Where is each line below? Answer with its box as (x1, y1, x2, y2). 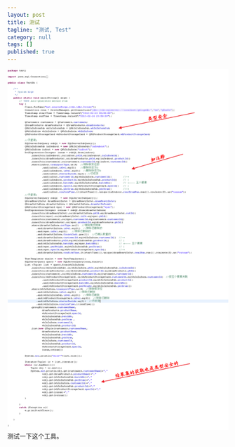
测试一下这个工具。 (7, 432, 63, 441)
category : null (7, 34, 52, 41)
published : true (7, 48, 55, 56)
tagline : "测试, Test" (7, 26, 72, 33)
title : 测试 (7, 18, 40, 26)
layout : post (7, 11, 46, 18)
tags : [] (7, 41, 33, 48)
